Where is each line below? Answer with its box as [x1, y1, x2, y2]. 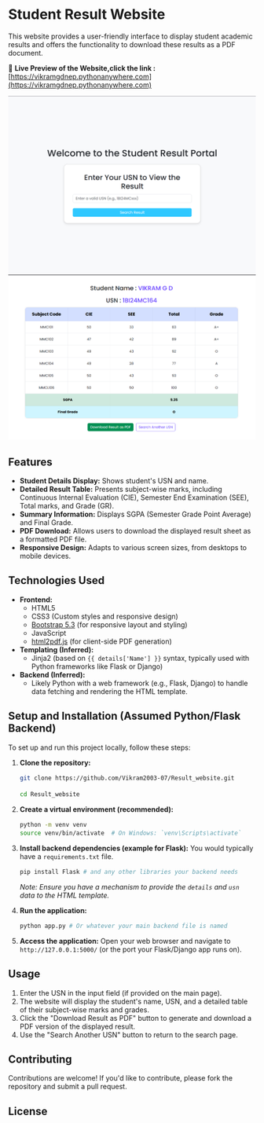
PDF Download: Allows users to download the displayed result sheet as [19, 527, 251, 536]
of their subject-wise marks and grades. [19, 1004, 149, 1015]
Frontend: [19, 595, 53, 604]
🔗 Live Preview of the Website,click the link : [8, 63, 156, 72]
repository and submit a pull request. [8, 1082, 127, 1092]
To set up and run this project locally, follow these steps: [8, 743, 191, 752]
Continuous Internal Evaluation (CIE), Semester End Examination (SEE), [19, 493, 249, 502]
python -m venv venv [19, 821, 87, 829]
